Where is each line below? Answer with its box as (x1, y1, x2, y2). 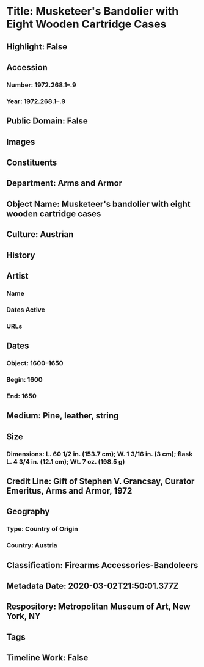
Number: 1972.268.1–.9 (6, 81, 76, 89)
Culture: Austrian (6, 229, 74, 239)
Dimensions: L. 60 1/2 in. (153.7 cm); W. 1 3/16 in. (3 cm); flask (6, 450, 193, 458)
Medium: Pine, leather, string (6, 410, 119, 421)
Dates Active (6, 305, 46, 314)
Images (6, 136, 35, 147)
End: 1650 (6, 392, 37, 400)
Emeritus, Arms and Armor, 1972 (6, 486, 133, 496)
